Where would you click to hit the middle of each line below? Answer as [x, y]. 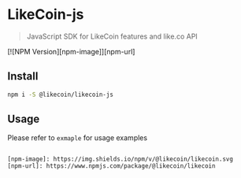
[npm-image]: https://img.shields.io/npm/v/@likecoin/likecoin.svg [120, 159]
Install [23, 76]
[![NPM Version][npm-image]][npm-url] [71, 51]
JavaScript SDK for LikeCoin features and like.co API [112, 36]
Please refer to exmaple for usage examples [77, 138]
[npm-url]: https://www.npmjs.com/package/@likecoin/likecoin [111, 166]
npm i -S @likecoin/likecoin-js [60, 95]
